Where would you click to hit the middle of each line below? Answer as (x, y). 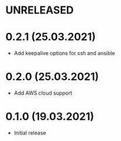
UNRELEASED (40, 10)
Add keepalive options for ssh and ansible (64, 53)
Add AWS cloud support (43, 93)
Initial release (30, 133)
